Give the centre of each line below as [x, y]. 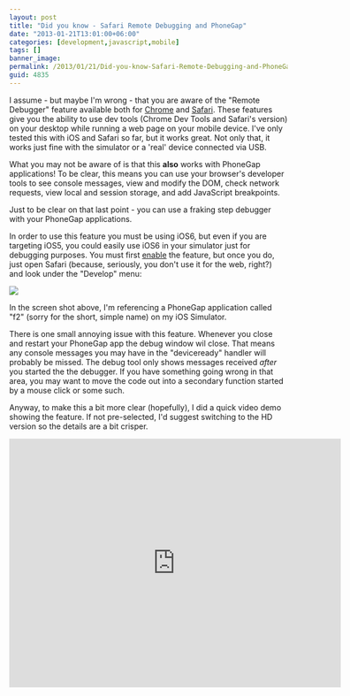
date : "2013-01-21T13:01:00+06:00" [75, 34]
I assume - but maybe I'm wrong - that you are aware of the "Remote [135, 100]
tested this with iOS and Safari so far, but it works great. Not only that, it [140, 137]
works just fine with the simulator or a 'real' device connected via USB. [138, 147]
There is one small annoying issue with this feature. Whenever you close [141, 333]
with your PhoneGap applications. [71, 218]
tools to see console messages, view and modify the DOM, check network [145, 183]
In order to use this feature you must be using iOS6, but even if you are [138, 236]
